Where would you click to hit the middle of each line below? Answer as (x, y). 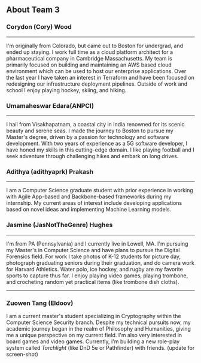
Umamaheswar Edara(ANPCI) (50, 105)
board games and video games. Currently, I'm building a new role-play (93, 341)
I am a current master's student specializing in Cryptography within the (94, 316)
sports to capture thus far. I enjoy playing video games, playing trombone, (97, 276)
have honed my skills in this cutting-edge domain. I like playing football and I (100, 150)
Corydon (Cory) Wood (39, 27)
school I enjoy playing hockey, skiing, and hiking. (66, 90)
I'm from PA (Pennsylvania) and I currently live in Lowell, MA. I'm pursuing (97, 243)
